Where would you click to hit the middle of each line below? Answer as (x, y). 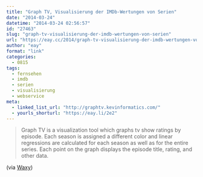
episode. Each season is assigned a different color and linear (97, 137)
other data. (35, 156)
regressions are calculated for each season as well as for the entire (105, 143)
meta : (13, 101)
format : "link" (25, 51)
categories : (21, 57)
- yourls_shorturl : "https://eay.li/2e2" (65, 113)
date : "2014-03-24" (31, 18)
